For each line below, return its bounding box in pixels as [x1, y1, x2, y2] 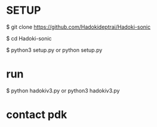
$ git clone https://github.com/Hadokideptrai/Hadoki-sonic [6, 23, 151, 30]
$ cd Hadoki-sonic [6, 35, 52, 42]
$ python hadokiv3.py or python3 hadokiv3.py [6, 87, 120, 94]
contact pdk [6, 108, 67, 122]
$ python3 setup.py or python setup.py [6, 46, 103, 54]
